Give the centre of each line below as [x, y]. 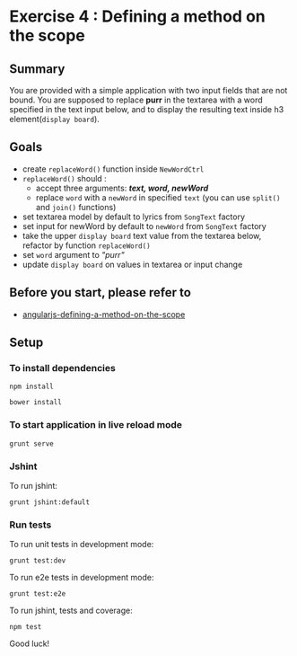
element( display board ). [55, 119]
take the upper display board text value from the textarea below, [142, 235]
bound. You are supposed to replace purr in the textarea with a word [136, 100]
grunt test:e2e [38, 594]
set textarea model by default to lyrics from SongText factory [133, 217]
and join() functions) [76, 207]
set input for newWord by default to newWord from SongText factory [144, 226]
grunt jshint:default [50, 502]
